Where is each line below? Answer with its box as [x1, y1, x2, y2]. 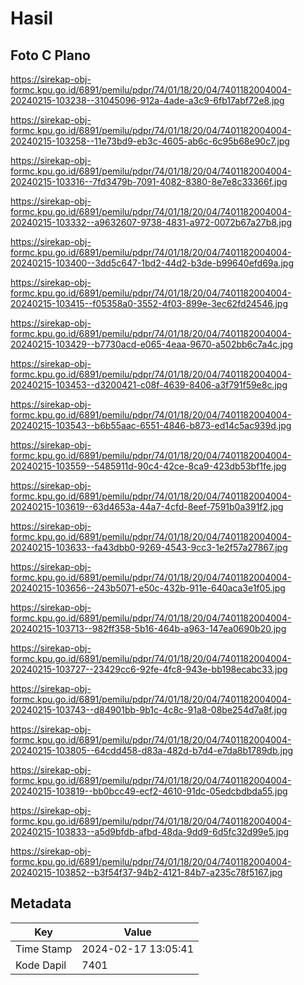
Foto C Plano [10, 47, 91, 64]
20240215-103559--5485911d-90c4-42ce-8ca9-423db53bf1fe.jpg [10, 460, 287, 472]
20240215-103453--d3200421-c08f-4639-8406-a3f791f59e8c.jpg [10, 379, 288, 391]
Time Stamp [15, 942, 73, 956]
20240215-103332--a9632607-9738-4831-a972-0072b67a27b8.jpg [10, 217, 293, 228]
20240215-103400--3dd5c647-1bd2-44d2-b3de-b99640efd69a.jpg [10, 257, 294, 269]
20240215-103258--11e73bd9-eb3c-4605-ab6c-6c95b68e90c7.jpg [10, 135, 290, 147]
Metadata [10, 895, 72, 912]
